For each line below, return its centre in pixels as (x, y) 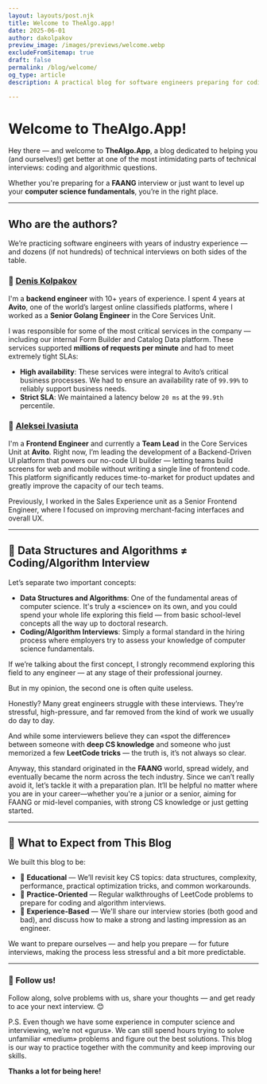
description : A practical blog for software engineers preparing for (126, 82)
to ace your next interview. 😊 (56, 1006)
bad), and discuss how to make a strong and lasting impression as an (133, 920)
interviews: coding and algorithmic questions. (83, 167)
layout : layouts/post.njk (51, 16)
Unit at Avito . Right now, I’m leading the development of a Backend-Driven (130, 452)
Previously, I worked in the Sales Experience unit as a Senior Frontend (122, 501)
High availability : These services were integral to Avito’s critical (124, 371)
